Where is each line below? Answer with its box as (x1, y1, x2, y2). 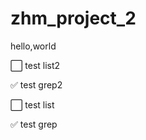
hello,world (10, 40, 57, 52)
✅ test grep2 (10, 78, 63, 91)
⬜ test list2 (10, 59, 61, 71)
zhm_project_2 (10, 7, 137, 30)
